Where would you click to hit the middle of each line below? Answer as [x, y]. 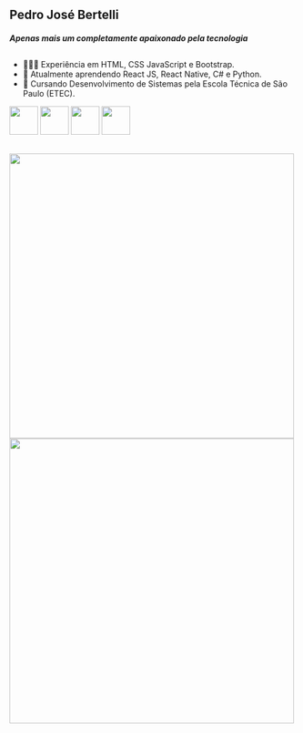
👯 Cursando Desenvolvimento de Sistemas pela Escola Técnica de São [155, 84]
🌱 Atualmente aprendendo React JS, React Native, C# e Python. [142, 74]
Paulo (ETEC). [49, 94]
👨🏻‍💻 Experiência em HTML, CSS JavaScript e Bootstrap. [128, 65]
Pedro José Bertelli [64, 15]
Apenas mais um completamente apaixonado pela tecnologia [129, 38]
